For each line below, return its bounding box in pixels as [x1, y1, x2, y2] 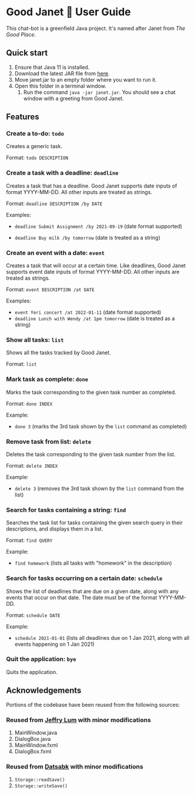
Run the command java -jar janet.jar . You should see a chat [23, 88, 176, 96]
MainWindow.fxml [14, 742, 58, 749]
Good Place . [6, 31, 36, 38]
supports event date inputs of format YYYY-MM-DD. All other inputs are [6, 269, 180, 276]
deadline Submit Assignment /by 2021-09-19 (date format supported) [14, 223, 183, 230]
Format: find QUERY [6, 537, 53, 544]
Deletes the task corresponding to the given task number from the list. [6, 451, 176, 458]
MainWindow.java [14, 729, 58, 736]
